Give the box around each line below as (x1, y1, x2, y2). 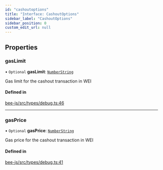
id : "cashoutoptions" (5, 7, 49, 12)
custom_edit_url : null (5, 25, 51, 30)
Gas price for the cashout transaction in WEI (5, 137, 94, 143)
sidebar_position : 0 (5, 20, 47, 26)
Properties (5, 43, 38, 51)
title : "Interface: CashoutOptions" (5, 12, 79, 17)
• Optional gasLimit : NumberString (5, 68, 74, 74)
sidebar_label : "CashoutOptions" (5, 16, 73, 21)
